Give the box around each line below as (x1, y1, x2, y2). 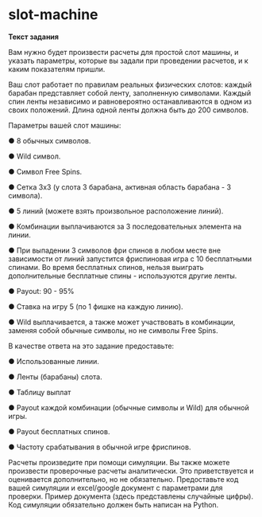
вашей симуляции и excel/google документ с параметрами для (8, 483, 223, 492)
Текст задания (8, 32, 60, 41)
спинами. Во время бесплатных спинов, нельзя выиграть (8, 262, 204, 272)
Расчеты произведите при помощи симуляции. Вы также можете (8, 457, 230, 467)
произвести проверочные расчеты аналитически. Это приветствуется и (8, 466, 254, 476)
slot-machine (8, 6, 98, 24)
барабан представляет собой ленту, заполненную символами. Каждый (8, 88, 252, 97)
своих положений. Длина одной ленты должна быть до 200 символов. (8, 105, 249, 115)
